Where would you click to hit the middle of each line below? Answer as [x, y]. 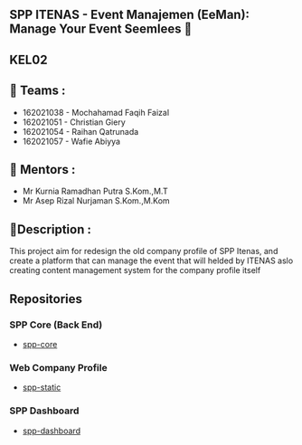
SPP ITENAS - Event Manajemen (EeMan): [130, 15]
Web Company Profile [58, 367]
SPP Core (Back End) [56, 325]
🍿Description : [51, 229]
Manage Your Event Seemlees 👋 [101, 29]
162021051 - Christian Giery [74, 122]
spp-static [42, 387]
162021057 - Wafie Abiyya [71, 141]
